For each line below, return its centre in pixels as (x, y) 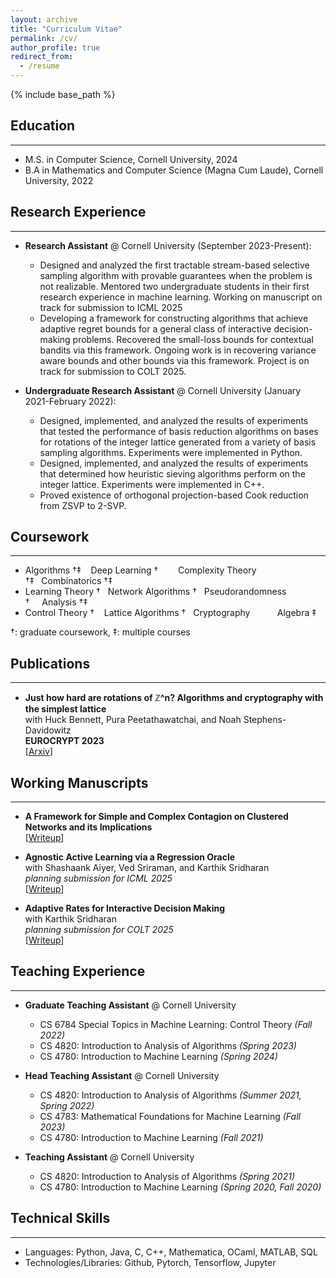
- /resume (39, 66)
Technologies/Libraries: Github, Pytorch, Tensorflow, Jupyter (150, 1262)
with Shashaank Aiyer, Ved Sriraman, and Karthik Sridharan (147, 868)
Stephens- (265, 720)
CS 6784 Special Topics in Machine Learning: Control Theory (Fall (176, 1024)
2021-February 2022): (70, 401)
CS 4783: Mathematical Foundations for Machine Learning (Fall (170, 1116)
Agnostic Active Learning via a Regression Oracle (130, 857)
